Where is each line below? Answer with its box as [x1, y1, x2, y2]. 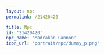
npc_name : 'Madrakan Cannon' [6, 35, 77, 41]
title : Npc [6, 24, 33, 30]
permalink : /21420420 [6, 14, 59, 20]
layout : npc [6, 8, 35, 14]
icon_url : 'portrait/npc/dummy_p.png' [6, 41, 100, 46]
